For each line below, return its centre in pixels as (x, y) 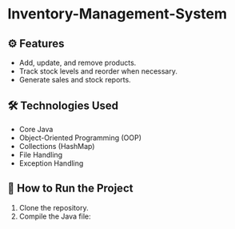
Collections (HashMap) (57, 146)
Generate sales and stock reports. (75, 80)
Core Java (36, 129)
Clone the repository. (54, 207)
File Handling (41, 155)
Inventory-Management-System (117, 14)
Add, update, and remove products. (78, 62)
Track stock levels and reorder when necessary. (98, 71)
